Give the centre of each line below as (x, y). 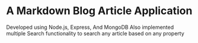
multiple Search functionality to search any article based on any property (95, 33)
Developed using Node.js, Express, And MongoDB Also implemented (90, 27)
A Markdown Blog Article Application (99, 11)
